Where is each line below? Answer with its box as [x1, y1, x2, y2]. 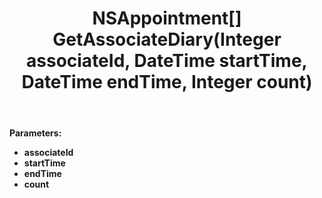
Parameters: [9, 127, 62, 139]
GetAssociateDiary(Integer [52, 28, 282, 51]
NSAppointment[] [92, 7, 242, 30]
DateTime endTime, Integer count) [21, 71, 313, 94]
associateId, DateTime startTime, [26, 50, 308, 72]
